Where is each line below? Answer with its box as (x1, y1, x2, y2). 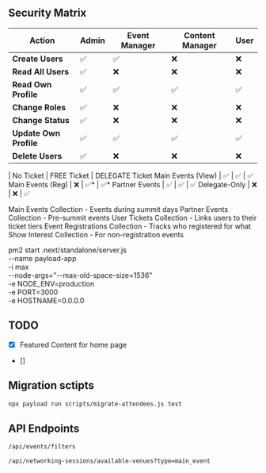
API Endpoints (8, 421, 80, 435)
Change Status (12, 114, 70, 125)
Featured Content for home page (19, 340, 127, 349)
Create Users (12, 53, 63, 64)
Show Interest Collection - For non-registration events (8, 229, 184, 239)
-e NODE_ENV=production (8, 279, 95, 288)
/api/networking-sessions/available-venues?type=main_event (8, 457, 211, 465)
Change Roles (12, 102, 66, 113)
